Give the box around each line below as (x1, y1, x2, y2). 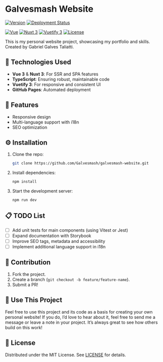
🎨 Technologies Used (5, 58, 71, 67)
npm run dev (12, 197, 37, 203)
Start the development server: (12, 188, 73, 194)
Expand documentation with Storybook (12, 233, 92, 239)
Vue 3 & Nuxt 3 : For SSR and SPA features (12, 71, 99, 77)
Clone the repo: (12, 151, 44, 157)
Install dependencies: (12, 170, 56, 176)
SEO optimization (12, 124, 48, 130)
